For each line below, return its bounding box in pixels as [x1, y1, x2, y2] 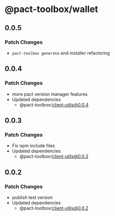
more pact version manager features [12, 91, 88, 97]
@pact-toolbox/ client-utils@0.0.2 [19, 205, 89, 211]
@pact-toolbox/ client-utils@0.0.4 [19, 101, 89, 107]
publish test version [12, 194, 53, 200]
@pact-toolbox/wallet [5, 4, 98, 15]
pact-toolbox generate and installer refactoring [12, 50, 110, 56]
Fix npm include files [12, 143, 55, 149]
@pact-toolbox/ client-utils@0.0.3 [19, 153, 88, 159]
